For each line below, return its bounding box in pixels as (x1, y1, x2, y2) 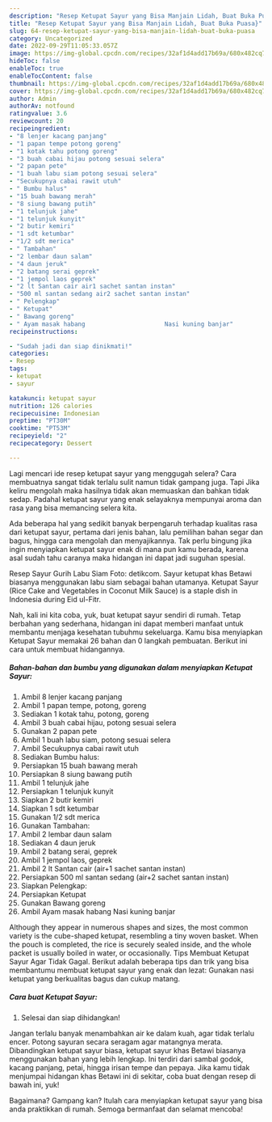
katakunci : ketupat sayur (9, 394, 96, 403)
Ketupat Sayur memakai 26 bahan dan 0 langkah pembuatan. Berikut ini (9, 635, 248, 645)
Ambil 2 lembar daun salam (20, 829, 112, 839)
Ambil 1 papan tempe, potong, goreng (20, 700, 147, 710)
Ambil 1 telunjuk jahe (20, 778, 90, 787)
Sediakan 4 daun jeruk (20, 837, 96, 847)
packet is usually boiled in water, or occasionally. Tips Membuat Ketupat (9, 947, 249, 958)
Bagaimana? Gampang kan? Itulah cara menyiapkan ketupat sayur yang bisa (9, 1095, 263, 1105)
